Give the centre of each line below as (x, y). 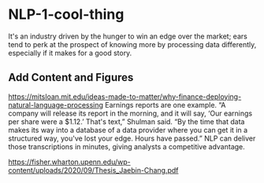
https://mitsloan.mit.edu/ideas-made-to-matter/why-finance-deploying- (125, 97)
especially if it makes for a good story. (70, 53)
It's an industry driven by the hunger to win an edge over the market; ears (128, 36)
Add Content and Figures (71, 77)
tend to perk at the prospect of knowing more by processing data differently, (132, 44)
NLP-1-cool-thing (66, 15)
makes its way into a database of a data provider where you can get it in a (128, 130)
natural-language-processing (56, 104)
